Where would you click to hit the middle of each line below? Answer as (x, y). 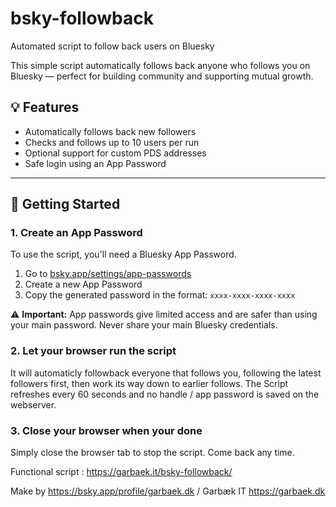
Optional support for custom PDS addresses (115, 153)
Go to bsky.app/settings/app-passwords (108, 274)
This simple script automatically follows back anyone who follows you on (160, 65)
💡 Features (45, 107)
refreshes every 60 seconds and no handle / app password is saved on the (165, 394)
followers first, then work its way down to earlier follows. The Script (149, 383)
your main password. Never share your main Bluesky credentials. (144, 325)
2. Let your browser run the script (93, 351)
